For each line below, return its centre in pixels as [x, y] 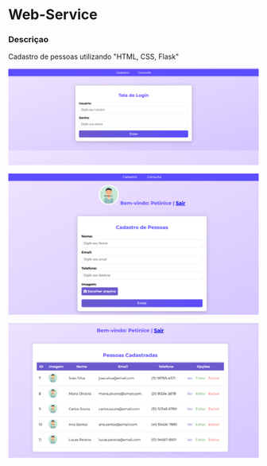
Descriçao [29, 40]
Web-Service [53, 15]
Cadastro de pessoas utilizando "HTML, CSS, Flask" [94, 56]
